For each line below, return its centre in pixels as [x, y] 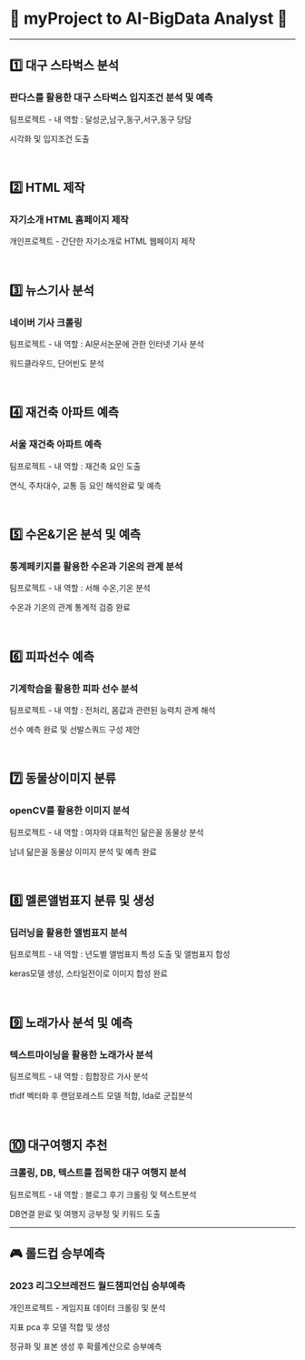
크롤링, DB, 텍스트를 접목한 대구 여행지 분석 [98, 1173]
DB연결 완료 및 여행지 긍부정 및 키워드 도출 [85, 1214]
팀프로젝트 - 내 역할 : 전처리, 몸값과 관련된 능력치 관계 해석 [113, 710]
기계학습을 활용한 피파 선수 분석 [74, 689]
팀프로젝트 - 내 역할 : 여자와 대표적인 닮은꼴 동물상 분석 [107, 832]
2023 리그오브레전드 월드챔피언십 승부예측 [98, 1286]
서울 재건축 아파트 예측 [56, 445]
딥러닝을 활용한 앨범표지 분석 [69, 933]
